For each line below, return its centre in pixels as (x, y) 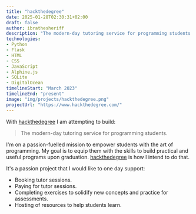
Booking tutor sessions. (43, 180)
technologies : (24, 39)
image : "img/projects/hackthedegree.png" (58, 99)
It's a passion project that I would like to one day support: (76, 168)
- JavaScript (22, 66)
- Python (17, 45)
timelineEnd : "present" (35, 94)
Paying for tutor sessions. (46, 186)
